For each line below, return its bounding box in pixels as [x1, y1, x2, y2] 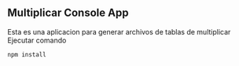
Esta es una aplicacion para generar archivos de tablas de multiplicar [7, 27, 231, 36]
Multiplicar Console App [7, 6, 129, 20]
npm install [7, 50, 46, 58]
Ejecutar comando [7, 35, 67, 45]
